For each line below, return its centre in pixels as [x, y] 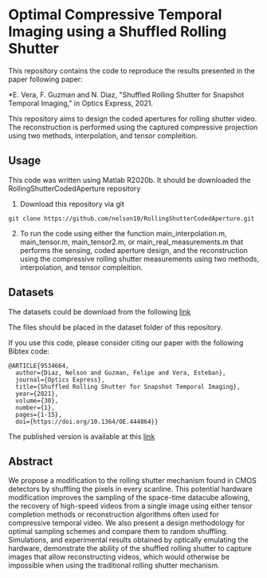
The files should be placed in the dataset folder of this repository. [116, 327]
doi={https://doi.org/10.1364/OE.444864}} [87, 422]
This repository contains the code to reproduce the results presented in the [132, 70]
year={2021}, [37, 394]
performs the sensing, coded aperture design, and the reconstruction [134, 250]
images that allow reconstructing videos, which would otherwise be [119, 557]
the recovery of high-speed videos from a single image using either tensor [130, 506]
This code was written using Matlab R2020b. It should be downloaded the [130, 180]
